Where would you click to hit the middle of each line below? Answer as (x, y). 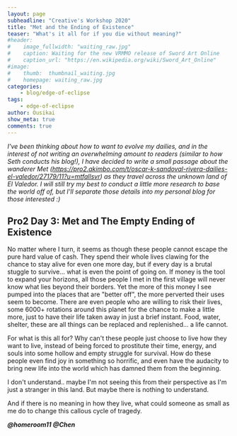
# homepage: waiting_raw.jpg (55, 80)
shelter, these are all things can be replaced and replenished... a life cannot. (118, 325)
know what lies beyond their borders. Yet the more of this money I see (110, 287)
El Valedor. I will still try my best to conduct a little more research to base (114, 184)
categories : (25, 86)
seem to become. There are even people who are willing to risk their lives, (115, 302)
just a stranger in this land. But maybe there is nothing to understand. (108, 390)
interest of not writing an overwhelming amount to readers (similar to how (115, 154)
